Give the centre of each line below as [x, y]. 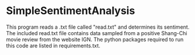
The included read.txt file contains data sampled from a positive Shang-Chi [97, 33]
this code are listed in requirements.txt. [53, 46]
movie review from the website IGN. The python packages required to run [95, 39]
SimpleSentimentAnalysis [71, 11]
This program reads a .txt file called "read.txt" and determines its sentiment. [98, 27]
